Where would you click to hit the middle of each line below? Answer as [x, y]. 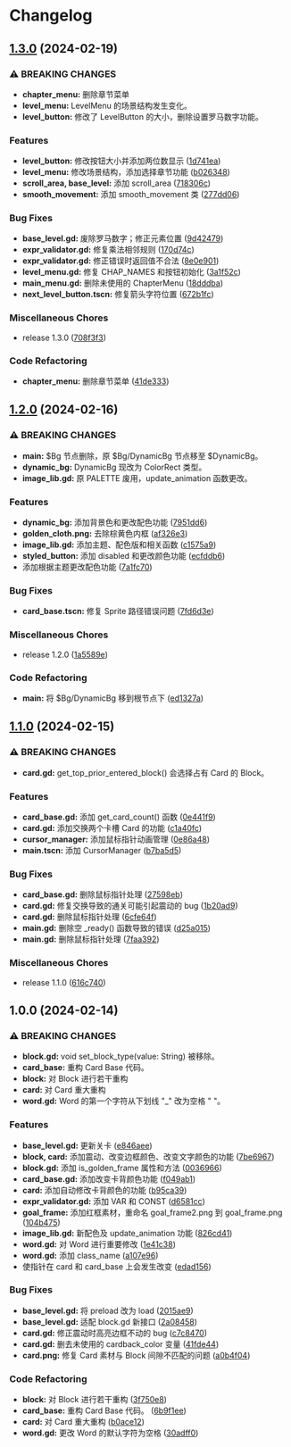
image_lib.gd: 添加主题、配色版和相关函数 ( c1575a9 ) [119, 545]
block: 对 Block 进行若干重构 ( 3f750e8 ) [95, 1400]
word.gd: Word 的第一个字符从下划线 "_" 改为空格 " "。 [124, 1101]
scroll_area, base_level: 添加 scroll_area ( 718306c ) [116, 183]
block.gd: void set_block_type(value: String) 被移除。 [121, 1056]
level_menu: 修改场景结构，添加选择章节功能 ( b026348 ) [126, 172]
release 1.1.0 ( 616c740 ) [64, 982]
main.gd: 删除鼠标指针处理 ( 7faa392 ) [91, 939]
